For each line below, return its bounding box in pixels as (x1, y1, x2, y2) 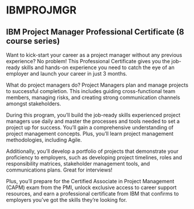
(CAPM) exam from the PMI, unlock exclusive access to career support (6, 184, 177, 191)
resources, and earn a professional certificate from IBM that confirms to (6, 190, 179, 197)
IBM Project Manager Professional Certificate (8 (6, 27, 185, 37)
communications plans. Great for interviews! (6, 166, 113, 173)
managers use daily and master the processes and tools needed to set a (6, 118, 180, 125)
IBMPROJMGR (6, 4, 77, 17)
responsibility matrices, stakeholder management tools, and (6, 160, 150, 167)
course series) (6, 36, 60, 46)
